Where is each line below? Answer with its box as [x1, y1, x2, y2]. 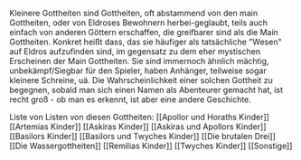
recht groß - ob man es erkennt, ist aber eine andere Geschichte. [9, 94, 251, 105]
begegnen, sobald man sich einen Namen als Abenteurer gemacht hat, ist [9, 85, 283, 95]
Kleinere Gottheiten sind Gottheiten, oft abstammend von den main [9, 8, 259, 18]
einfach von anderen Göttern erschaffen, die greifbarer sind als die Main [9, 27, 278, 37]
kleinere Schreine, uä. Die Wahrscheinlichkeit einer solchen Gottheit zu [9, 75, 274, 85]
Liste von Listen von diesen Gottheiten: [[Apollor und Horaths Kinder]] [9, 112, 269, 122]
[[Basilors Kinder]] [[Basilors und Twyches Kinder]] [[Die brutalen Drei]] [9, 131, 276, 141]
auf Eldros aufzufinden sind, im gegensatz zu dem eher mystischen [9, 46, 261, 57]
